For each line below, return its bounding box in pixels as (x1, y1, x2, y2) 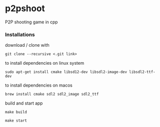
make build (5, 110, 27, 115)
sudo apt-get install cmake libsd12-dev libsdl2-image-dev (5, 70, 127, 74)
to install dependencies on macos (5, 82, 73, 88)
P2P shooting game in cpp (5, 19, 58, 25)
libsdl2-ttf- (129, 70, 156, 74)
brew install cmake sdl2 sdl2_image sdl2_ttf (5, 92, 99, 97)
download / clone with (5, 42, 50, 48)
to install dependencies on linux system (5, 60, 84, 66)
